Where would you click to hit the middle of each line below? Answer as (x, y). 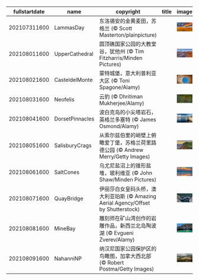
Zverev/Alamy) (117, 239)
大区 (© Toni (115, 81)
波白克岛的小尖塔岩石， (128, 112)
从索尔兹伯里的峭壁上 (125, 135)
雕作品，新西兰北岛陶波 (128, 225)
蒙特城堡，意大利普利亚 (128, 73)
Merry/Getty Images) (125, 157)
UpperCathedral (74, 53)
